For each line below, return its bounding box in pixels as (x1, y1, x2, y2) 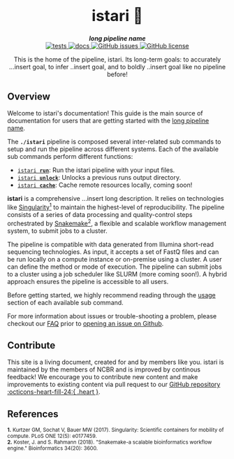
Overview (7, 90, 51, 102)
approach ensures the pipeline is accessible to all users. (7, 277, 169, 285)
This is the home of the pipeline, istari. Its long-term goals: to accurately (13, 55, 221, 64)
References (7, 408, 59, 420)
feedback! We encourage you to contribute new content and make (7, 373, 198, 381)
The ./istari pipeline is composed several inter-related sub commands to (7, 138, 221, 146)
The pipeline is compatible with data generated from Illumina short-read (7, 240, 214, 248)
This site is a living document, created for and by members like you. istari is (7, 358, 224, 367)
